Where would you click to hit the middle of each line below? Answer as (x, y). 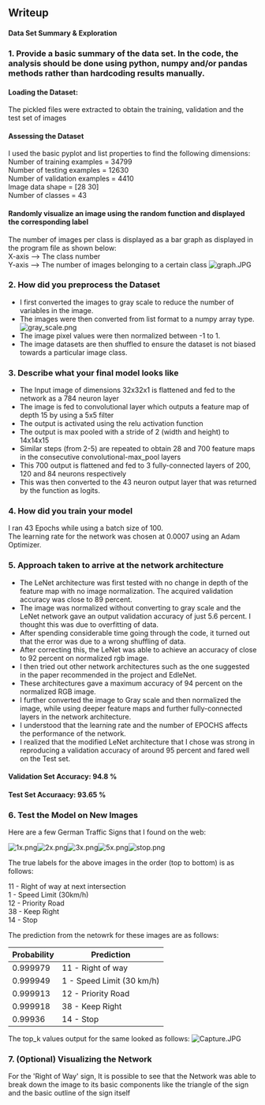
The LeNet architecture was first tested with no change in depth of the (134, 582)
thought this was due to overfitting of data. (89, 624)
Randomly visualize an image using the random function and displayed (127, 213)
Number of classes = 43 (47, 196)
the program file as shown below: (62, 248)
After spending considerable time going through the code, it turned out (134, 633)
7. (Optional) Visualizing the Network (80, 1059)
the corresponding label (49, 222)
